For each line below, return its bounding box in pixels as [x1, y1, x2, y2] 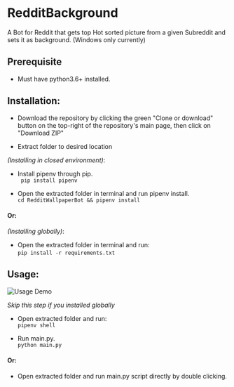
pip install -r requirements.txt [17, 249, 116, 256]
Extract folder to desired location [17, 142, 113, 150]
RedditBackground [7, 5, 118, 21]
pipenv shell [17, 322, 56, 329]
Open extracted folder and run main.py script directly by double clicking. [17, 372, 228, 380]
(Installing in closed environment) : [7, 156, 106, 164]
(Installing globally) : [7, 227, 64, 235]
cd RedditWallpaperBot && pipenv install [17, 197, 140, 204]
